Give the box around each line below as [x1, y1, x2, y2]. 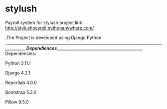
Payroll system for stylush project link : [5, 19, 85, 25]
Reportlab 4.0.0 [5, 79, 37, 85]
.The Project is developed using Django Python [5, 34, 102, 40]
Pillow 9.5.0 [5, 98, 29, 105]
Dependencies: [5, 50, 36, 56]
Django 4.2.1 [5, 69, 31, 75]
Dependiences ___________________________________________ [26, 45, 143, 51]
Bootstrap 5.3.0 [5, 89, 37, 95]
